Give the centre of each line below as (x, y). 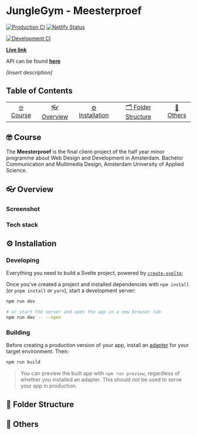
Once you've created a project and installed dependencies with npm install (98, 284)
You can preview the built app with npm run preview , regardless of (100, 373)
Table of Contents (40, 91)
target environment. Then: (38, 351)
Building (18, 332)
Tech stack (22, 225)
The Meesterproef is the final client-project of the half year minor (86, 151)
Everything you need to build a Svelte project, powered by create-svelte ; (95, 273)
